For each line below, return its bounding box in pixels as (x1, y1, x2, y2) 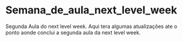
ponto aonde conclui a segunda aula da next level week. (5, 29, 141, 36)
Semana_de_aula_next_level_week (5, 3, 178, 17)
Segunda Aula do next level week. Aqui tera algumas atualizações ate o (5, 23, 178, 30)
